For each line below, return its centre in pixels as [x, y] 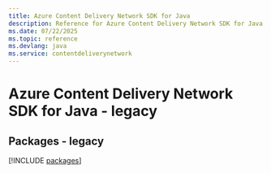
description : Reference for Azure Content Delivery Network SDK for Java [136, 24]
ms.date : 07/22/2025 [43, 31]
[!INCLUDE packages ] [45, 160]
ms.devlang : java [38, 46]
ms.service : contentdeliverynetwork [70, 54]
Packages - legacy [56, 141]
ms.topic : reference [43, 39]
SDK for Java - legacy [83, 111]
